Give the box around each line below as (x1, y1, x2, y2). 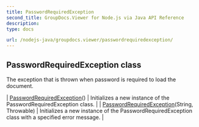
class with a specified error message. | (6, 114, 104, 121)
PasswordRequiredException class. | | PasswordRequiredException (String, (6, 100, 194, 107)
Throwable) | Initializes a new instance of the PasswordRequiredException (6, 107, 193, 114)
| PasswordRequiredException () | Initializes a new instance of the (6, 94, 170, 101)
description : (6, 20, 40, 26)
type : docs (6, 26, 34, 32)
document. (6, 82, 34, 89)
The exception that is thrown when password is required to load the (6, 76, 176, 83)
